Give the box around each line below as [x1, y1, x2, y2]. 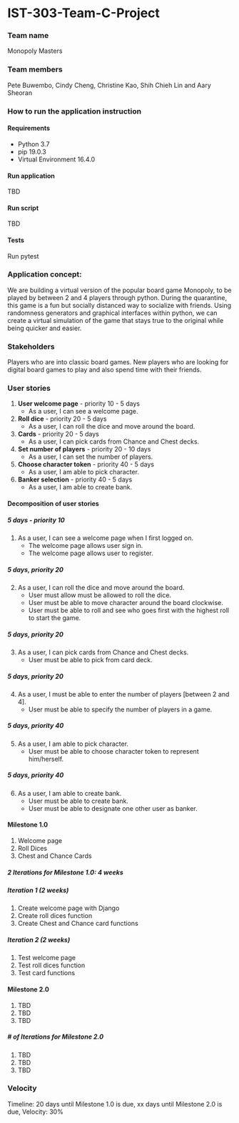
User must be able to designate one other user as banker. [28, 804, 198, 812]
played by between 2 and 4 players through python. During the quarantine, [7, 293, 228, 301]
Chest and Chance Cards [17, 852, 92, 860]
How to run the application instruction [7, 106, 141, 116]
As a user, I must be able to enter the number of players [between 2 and [17, 689, 230, 698]
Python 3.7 [17, 139, 50, 148]
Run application [7, 171, 56, 180]
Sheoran [7, 88, 33, 97]
